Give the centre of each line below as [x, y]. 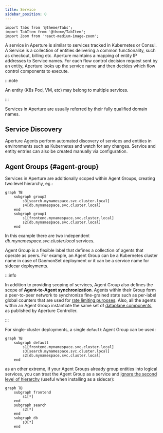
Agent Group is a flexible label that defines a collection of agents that [74, 250]
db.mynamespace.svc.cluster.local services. [50, 241]
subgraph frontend [32, 393]
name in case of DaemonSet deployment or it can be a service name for [77, 261]
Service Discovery [34, 129]
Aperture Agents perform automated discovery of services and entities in [78, 141]
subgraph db [26, 418]
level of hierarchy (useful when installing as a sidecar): [60, 379]
